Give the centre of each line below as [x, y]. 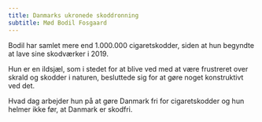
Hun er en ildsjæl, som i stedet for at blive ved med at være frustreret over [128, 68]
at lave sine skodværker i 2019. [58, 54]
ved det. [22, 85]
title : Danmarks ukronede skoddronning [74, 15]
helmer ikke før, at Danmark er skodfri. [70, 109]
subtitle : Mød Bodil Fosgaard [58, 23]
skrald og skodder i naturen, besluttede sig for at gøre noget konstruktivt [126, 77]
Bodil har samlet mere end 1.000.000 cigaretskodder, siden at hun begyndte [131, 45]
